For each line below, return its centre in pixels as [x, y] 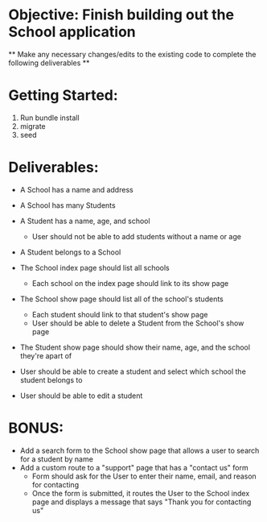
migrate [33, 126]
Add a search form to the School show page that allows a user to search [140, 450]
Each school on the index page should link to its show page [130, 283]
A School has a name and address [77, 189]
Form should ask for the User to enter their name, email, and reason [144, 476]
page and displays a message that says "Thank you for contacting [142, 502]
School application [72, 32]
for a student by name [57, 459]
